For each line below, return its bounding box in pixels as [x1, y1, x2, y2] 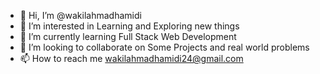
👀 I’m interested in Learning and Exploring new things [19, 20, 240, 32]
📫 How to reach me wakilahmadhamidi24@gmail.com [19, 53, 244, 64]
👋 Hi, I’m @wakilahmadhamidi [19, 10, 142, 21]
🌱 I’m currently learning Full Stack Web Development [19, 31, 237, 42]
